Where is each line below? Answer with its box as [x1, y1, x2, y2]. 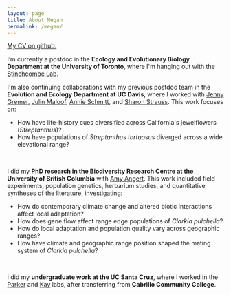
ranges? [16, 232, 41, 240]
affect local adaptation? [16, 210, 85, 218]
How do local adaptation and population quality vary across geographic [16, 225, 220, 233]
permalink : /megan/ [7, 23, 63, 30]
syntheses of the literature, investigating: [7, 189, 123, 197]
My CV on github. [7, 42, 57, 50]
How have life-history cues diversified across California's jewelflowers [16, 119, 217, 127]
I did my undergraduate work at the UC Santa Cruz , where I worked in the [7, 273, 219, 281]
